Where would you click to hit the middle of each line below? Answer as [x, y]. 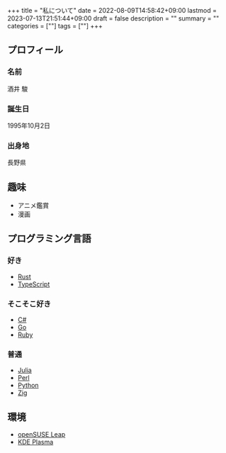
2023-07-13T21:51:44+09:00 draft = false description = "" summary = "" [113, 18]
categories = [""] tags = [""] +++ [55, 26]
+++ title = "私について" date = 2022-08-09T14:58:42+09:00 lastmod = [112, 10]
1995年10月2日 [29, 125]
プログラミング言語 [49, 239]
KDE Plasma [35, 442]
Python [28, 386]
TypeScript [34, 284]
